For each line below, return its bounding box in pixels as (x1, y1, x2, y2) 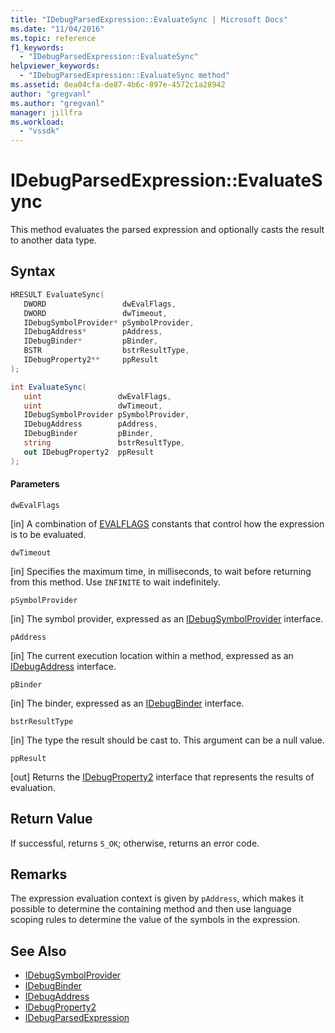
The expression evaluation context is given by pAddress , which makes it (10, 892, 304, 905)
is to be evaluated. (10, 528, 87, 540)
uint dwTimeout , (23, 401, 163, 411)
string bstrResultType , (23, 438, 186, 448)
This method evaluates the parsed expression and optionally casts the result (10, 224, 325, 236)
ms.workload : (10, 117, 65, 127)
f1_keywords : (10, 42, 65, 53)
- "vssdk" (19, 126, 60, 136)
